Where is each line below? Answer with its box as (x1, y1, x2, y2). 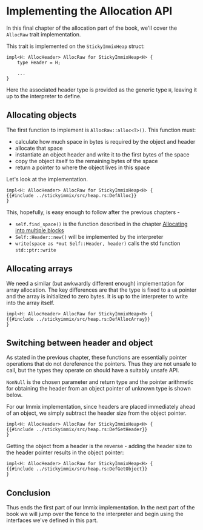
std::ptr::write (15, 247, 56, 253)
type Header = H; (17, 59, 61, 65)
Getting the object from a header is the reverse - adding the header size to (6, 443, 193, 450)
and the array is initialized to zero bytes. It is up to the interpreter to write (6, 292, 188, 300)
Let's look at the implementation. (6, 175, 88, 183)
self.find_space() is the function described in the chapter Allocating (15, 220, 188, 227)
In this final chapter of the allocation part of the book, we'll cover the (6, 24, 178, 32)
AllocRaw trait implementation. (6, 30, 81, 38)
